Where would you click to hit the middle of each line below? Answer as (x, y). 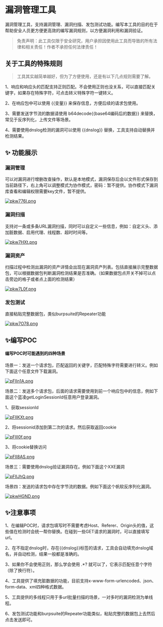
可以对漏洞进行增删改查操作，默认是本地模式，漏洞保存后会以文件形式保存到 (81, 179)
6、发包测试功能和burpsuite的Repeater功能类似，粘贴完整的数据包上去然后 (80, 613)
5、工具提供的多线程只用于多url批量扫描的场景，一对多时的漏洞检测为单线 (79, 597)
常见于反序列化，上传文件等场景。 (39, 119)
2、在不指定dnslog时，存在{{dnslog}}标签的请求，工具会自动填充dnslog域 (79, 548)
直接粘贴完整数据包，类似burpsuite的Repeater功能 (56, 314)
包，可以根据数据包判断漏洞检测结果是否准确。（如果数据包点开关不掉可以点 (81, 273)
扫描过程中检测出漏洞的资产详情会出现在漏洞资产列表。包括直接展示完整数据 (81, 267)
